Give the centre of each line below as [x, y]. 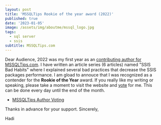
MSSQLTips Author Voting [38, 99]
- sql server [23, 37]
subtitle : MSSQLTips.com [30, 46]
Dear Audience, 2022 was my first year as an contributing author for [73, 59]
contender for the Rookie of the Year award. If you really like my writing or [79, 80]
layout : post [18, 9]
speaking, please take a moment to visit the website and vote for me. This [79, 85]
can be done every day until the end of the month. [55, 90]
